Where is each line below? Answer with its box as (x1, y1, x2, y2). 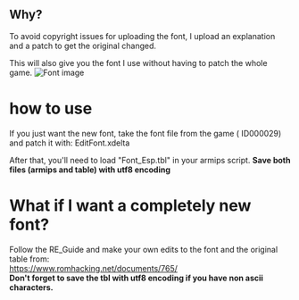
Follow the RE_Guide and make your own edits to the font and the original (9, 244, 278, 254)
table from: (9, 254, 50, 264)
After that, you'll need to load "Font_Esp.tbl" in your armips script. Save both (9, 154, 291, 165)
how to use (9, 98, 93, 119)
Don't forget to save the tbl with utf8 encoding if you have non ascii (9, 272, 263, 283)
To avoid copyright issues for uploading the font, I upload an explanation (9, 30, 276, 41)
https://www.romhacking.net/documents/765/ (9, 262, 179, 273)
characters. (9, 281, 54, 293)
